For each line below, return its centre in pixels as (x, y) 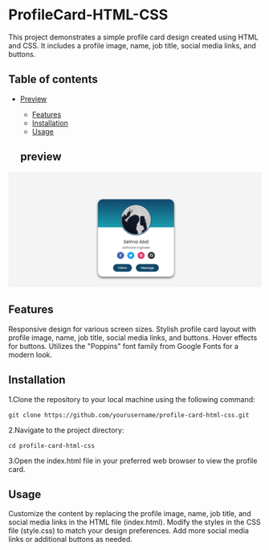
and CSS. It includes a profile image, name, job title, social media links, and (132, 45)
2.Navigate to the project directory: (66, 430)
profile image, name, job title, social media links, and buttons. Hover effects (133, 337)
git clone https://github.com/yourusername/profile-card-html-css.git (129, 415)
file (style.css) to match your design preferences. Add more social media (128, 531)
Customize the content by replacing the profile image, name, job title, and (130, 514)
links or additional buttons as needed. (70, 540)
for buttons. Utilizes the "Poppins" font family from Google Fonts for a (124, 346)
